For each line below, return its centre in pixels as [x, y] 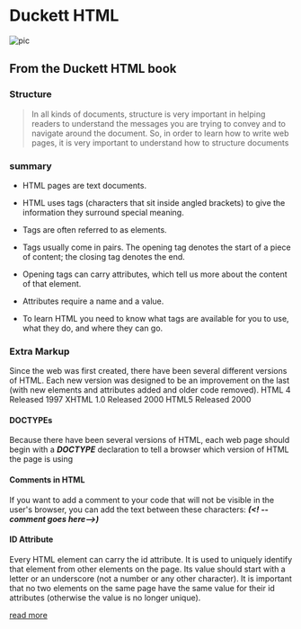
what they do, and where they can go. [93, 328]
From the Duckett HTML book [93, 69]
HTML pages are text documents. [84, 185]
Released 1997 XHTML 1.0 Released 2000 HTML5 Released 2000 [130, 400]
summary [31, 165]
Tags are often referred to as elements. [95, 229]
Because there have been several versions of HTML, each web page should [150, 440]
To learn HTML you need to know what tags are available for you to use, [155, 318]
